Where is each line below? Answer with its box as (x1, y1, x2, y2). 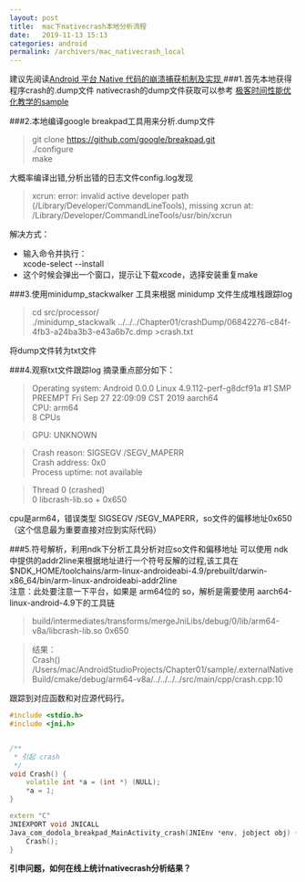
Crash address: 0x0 (31, 457, 107, 468)
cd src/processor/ (31, 307, 99, 318)
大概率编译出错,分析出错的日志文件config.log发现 (9, 173, 194, 184)
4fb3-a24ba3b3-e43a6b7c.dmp (31, 326, 153, 338)
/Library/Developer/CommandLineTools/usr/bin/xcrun (31, 210, 232, 221)
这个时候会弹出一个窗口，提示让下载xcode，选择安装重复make (22, 269, 258, 280)
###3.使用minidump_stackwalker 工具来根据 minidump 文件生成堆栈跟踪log (9, 289, 293, 299)
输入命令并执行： (22, 248, 87, 259)
